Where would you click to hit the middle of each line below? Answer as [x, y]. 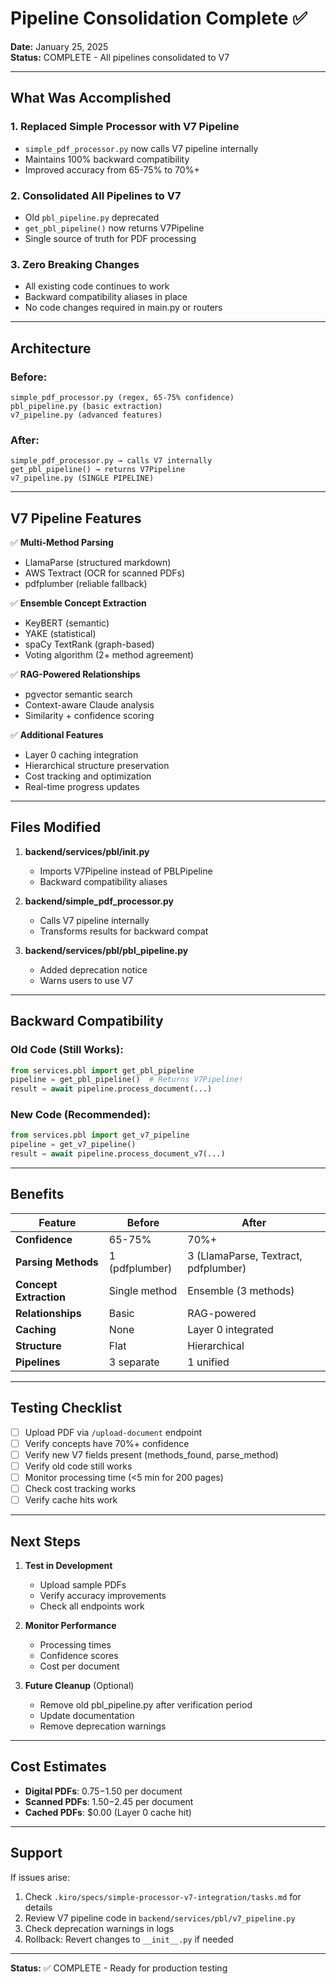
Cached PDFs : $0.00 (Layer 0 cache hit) [108, 1812]
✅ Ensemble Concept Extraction [78, 603]
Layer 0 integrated [230, 1329]
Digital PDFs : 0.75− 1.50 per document [103, 1791]
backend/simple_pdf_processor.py [99, 901]
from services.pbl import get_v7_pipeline [100, 1135]
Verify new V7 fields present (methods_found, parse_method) [151, 1454]
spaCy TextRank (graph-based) [89, 644]
